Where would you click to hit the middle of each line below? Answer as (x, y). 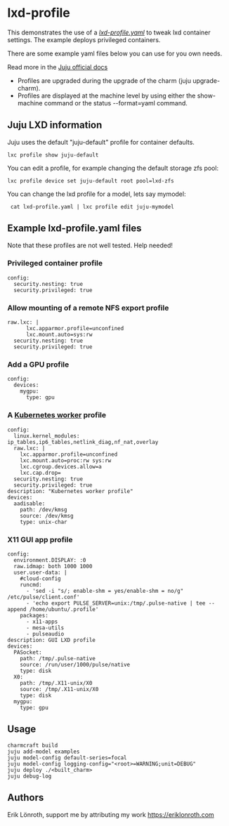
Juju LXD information (55, 125)
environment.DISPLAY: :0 (50, 560)
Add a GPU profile (38, 365)
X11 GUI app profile (40, 539)
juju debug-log (30, 776)
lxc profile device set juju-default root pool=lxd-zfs (91, 181)
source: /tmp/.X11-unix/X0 (59, 690)
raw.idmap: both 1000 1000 (53, 567)
